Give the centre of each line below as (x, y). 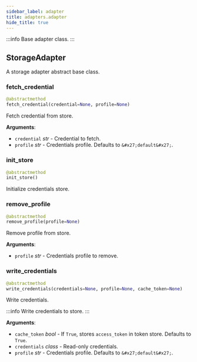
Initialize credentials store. (38, 189)
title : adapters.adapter (36, 17)
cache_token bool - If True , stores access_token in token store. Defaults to (103, 334)
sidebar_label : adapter (35, 11)
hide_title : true (27, 22)
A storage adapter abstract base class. (53, 72)
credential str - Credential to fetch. (58, 139)
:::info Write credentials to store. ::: (48, 311)
